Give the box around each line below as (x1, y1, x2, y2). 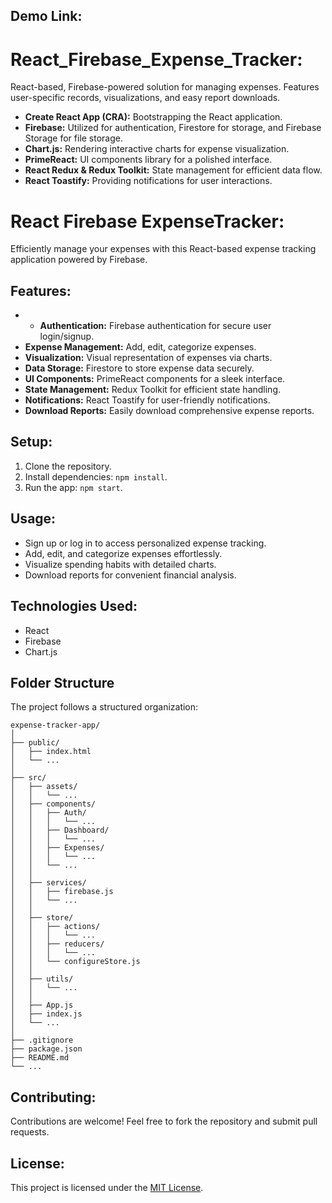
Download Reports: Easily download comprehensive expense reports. (24, 405, 315, 417)
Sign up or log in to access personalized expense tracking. (24, 537, 267, 549)
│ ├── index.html (10, 747, 92, 757)
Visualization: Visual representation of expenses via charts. (24, 352, 273, 364)
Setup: (10, 434, 53, 451)
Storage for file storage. (24, 132, 124, 144)
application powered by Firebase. (10, 254, 148, 266)
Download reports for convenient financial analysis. (24, 569, 237, 581)
